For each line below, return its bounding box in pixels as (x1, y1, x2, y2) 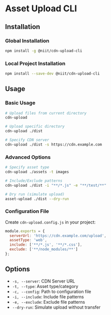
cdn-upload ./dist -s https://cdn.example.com (5, 142, 102, 147)
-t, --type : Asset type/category (12, 283, 79, 289)
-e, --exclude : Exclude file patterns (12, 299, 85, 305)
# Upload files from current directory (5, 111, 87, 115)
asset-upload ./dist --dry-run (5, 196, 69, 201)
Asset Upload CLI (5, 3, 77, 14)
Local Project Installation (5, 60, 65, 67)
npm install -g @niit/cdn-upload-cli (5, 48, 83, 53)
